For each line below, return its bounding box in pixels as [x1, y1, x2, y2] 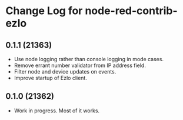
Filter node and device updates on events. [14, 68, 117, 75]
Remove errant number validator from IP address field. [14, 62, 147, 69]
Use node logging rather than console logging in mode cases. [14, 56, 164, 62]
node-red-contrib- [84, 4, 178, 18]
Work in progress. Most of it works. [14, 107, 100, 114]
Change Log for [5, 4, 83, 18]
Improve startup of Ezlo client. [14, 75, 88, 81]
